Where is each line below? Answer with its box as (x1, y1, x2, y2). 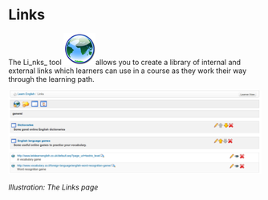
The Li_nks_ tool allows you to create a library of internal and (8, 57, 242, 67)
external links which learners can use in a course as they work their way (8, 66, 247, 76)
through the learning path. (8, 74, 95, 84)
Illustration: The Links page (8, 182, 99, 192)
